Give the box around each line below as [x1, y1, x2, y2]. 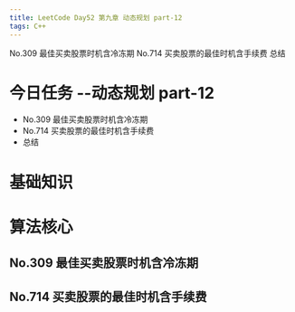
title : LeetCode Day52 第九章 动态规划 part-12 [9, 13, 183, 23]
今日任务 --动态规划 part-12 [9, 82, 215, 103]
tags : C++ [9, 22, 47, 31]
